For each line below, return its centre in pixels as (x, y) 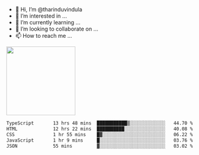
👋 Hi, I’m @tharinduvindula (49, 9)
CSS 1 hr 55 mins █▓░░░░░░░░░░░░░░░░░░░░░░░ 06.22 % (99, 134)
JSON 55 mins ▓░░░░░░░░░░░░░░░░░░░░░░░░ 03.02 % (99, 146)
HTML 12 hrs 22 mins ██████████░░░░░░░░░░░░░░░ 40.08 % (99, 129)
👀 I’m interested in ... (41, 16)
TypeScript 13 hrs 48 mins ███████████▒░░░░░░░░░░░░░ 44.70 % (99, 123)
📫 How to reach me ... (43, 36)
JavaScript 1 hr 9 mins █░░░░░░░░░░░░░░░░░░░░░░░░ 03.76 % (99, 140)
